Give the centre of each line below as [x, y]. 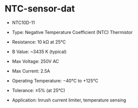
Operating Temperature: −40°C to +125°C [55, 80]
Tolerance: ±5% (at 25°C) [39, 90]
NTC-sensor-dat [40, 9]
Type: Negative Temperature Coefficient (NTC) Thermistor [72, 32]
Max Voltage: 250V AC [35, 61]
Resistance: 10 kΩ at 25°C [39, 42]
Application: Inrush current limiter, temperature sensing [69, 100]
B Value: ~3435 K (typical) [39, 51]
